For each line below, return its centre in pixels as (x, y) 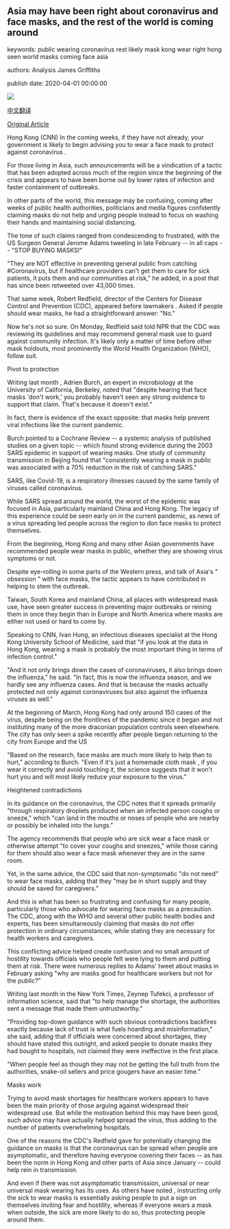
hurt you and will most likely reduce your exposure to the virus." (97, 777)
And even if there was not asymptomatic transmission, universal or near (108, 1183)
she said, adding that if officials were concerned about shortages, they (107, 1036)
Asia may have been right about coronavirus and (113, 11)
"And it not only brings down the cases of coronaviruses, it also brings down (115, 669)
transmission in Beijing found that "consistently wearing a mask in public (109, 460)
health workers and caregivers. (51, 938)
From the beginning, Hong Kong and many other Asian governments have (111, 543)
